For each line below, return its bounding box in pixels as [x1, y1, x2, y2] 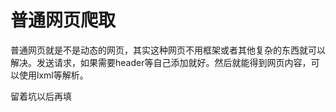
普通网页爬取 [10, 9, 117, 32]
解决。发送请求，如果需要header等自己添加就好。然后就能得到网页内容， [10, 56, 312, 68]
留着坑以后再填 [10, 90, 72, 102]
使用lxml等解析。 [18, 69, 89, 81]
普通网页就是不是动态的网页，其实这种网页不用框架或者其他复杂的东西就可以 [10, 44, 326, 56]
